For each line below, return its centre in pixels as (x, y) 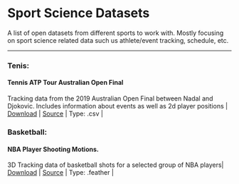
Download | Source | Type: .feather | (60, 173)
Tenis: (18, 66)
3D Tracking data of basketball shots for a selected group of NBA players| (116, 165)
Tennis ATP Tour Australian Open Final (65, 83)
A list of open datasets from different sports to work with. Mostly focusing (116, 33)
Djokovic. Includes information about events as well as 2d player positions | (118, 106)
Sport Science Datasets (79, 13)
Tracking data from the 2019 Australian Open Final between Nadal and (110, 98)
